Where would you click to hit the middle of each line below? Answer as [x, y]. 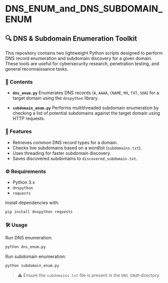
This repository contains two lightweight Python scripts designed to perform [84, 53]
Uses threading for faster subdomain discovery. [62, 153]
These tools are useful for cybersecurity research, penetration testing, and [82, 64]
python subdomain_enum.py [32, 265]
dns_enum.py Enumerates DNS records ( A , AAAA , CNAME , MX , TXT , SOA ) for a [86, 93]
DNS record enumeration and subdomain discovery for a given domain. [79, 58]
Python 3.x [24, 182]
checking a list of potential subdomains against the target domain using [86, 113]
